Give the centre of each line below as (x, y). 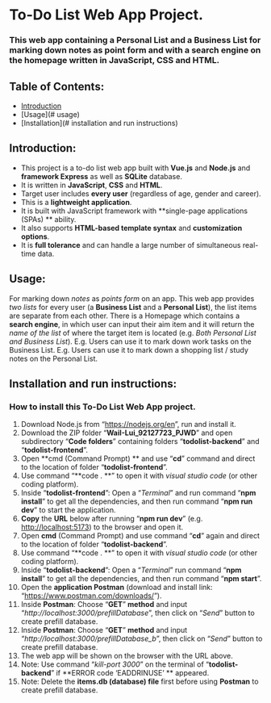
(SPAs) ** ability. (48, 219)
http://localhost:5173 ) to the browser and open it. (102, 527)
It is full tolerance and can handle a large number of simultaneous (131, 245)
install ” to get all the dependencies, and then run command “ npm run (137, 501)
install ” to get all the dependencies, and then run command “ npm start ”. (141, 579)
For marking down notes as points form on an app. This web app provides (132, 298)
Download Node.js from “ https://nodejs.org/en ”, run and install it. (128, 425)
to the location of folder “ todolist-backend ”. (94, 544)
